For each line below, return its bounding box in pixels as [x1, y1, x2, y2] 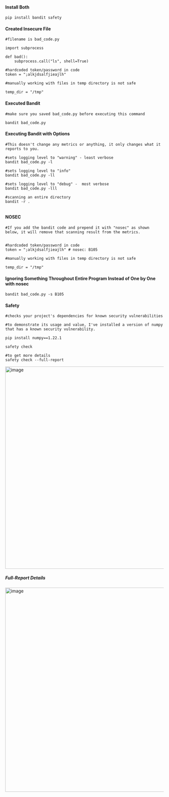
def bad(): [5, 54, 28, 60]
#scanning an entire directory [5, 194, 71, 200]
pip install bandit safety [5, 15, 62, 20]
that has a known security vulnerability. [5, 327, 96, 332]
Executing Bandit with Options [5, 131, 70, 137]
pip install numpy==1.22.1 [5, 336, 62, 341]
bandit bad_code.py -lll [5, 186, 57, 191]
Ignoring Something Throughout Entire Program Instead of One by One [5, 275, 156, 281]
